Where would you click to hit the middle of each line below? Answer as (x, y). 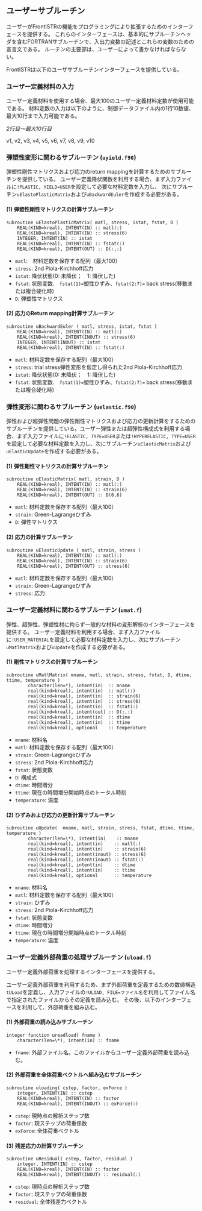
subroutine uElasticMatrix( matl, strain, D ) (66, 479)
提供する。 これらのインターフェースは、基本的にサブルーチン (104, 34)
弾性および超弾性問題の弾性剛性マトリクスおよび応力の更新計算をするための (101, 421)
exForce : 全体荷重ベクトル (47, 1131)
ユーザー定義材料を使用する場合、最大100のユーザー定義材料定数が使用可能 (100, 101)
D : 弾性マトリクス (36, 522)
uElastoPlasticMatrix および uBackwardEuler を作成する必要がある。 (99, 194)
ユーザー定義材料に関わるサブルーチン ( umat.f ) (74, 610)
